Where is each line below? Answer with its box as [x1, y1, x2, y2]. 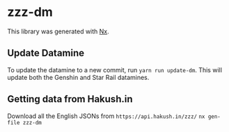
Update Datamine [7, 47, 85, 59]
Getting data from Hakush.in [7, 93, 133, 105]
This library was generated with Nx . [7, 27, 109, 35]
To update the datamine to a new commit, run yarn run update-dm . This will [7, 65, 223, 74]
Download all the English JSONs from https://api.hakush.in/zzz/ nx [7, 112, 205, 120]
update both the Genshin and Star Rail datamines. [7, 73, 150, 81]
